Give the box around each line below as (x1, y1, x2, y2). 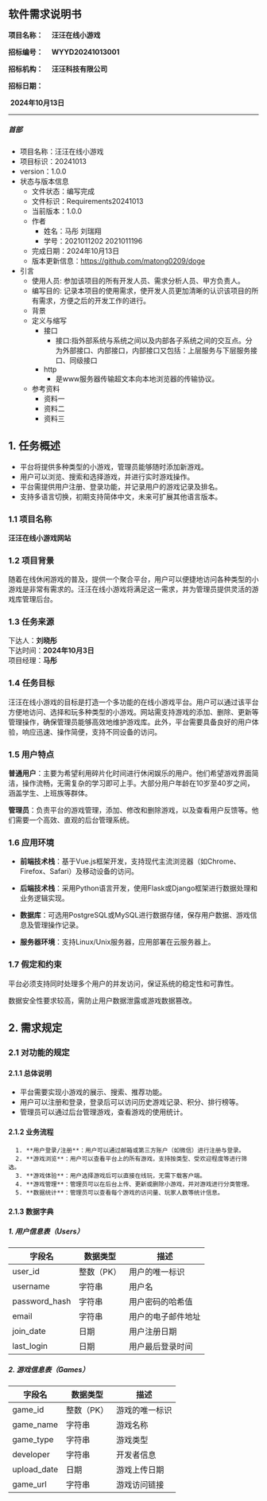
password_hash (12, 1296, 72, 1307)
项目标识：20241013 (19, 156, 87, 166)
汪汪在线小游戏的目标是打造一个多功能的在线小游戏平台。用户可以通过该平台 (8, 697, 259, 707)
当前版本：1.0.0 (31, 206, 82, 216)
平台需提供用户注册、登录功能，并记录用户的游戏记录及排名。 (19, 481, 222, 491)
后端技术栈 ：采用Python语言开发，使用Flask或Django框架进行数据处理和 (19, 883, 258, 893)
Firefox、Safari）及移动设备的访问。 (19, 867, 139, 876)
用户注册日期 (128, 1326, 177, 1337)
